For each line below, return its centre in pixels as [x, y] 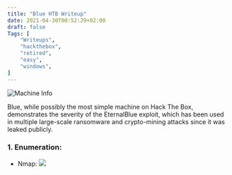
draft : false [27, 27]
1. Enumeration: [35, 147]
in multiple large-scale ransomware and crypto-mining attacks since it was [116, 121]
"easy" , [31, 60]
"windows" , [36, 66]
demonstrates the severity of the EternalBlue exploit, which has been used [116, 114]
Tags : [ [19, 34]
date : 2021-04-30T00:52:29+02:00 [57, 20]
